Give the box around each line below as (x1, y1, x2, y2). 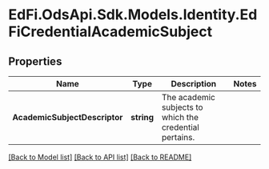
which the (161, 112, 199, 123)
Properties (8, 54, 62, 68)
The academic (161, 92, 216, 103)
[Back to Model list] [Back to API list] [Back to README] (8, 152, 192, 162)
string (130, 112, 155, 123)
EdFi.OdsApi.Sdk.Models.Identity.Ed (8, 6, 258, 24)
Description (171, 78, 217, 89)
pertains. (161, 132, 195, 143)
